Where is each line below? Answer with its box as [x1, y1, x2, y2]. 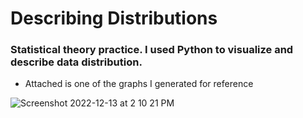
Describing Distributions [10, 7, 218, 30]
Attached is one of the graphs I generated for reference [24, 78, 254, 90]
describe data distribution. [10, 55, 143, 69]
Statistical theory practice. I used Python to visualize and [10, 43, 294, 57]
